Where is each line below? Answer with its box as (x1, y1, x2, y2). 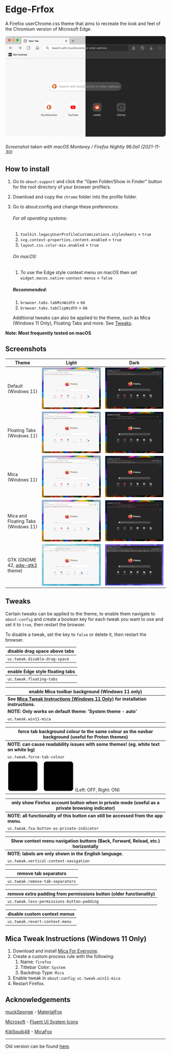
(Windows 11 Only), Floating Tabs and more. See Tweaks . (12, 320, 133, 326)
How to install (5, 165, 50, 174)
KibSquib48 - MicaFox (5, 1028, 52, 1035)
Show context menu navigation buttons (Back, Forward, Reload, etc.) (11, 838, 160, 844)
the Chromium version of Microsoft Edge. (5, 26, 92, 32)
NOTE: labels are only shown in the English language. (7, 851, 123, 857)
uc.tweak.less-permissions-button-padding (7, 899, 99, 904)
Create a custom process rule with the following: (12, 953, 115, 960)
